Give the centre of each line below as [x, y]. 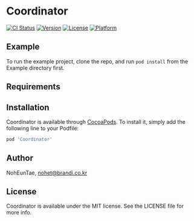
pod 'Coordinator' [29, 139]
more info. [19, 213]
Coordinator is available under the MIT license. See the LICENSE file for [95, 206]
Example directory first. [35, 68]
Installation [28, 107]
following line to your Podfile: [43, 128]
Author [20, 158]
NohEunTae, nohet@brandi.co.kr [47, 173]
